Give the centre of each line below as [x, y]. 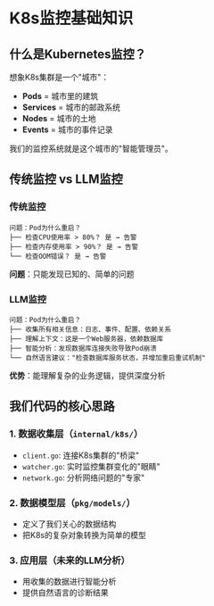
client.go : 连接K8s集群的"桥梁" [81, 455]
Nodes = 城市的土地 [59, 118]
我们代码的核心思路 [62, 407]
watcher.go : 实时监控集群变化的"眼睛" [91, 466]
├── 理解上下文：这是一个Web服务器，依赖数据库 [86, 339]
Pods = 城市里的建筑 [60, 96]
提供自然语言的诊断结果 [65, 593]
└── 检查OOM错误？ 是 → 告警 [58, 256]
